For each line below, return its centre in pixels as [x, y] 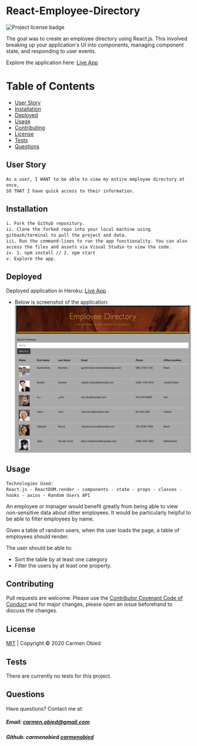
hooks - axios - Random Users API [48, 495]
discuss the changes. [32, 611]
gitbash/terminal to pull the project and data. [67, 235]
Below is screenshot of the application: [62, 302]
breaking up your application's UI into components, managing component [95, 45]
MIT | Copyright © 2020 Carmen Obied [53, 644]
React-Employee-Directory [73, 11]
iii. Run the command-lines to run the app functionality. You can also [97, 241]
